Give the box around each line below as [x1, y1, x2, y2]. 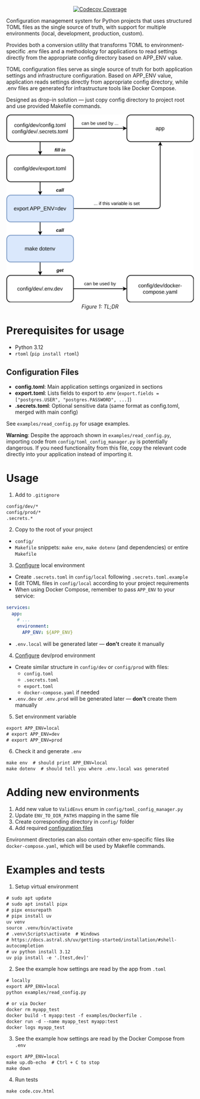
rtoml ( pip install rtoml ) [14, 349, 79, 357]
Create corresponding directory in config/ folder [14, 818, 135, 825]
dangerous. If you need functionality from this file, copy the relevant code [6, 444, 187, 451]
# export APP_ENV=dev [6, 731, 60, 738]
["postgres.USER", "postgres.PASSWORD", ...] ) [14, 395, 132, 403]
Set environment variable [14, 713, 77, 720]
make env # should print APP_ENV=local [6, 760, 108, 766]
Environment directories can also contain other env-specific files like [6, 836, 174, 843]
